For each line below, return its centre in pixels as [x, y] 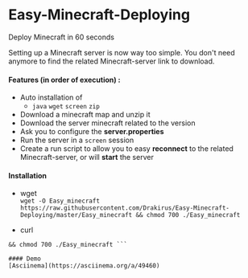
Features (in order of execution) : [64, 80]
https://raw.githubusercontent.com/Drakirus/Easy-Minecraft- [125, 208]
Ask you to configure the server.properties [92, 132]
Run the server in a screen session [77, 140]
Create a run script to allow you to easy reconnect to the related [126, 149]
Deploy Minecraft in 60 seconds [62, 37]
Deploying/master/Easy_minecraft [76, 215]
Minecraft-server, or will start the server [87, 157]
